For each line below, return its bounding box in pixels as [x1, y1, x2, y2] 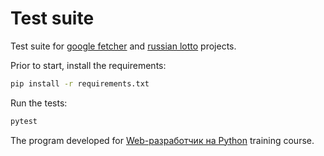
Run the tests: [10, 97, 68, 109]
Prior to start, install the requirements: [10, 59, 167, 71]
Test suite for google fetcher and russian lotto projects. [10, 40, 237, 52]
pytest [10, 116, 38, 126]
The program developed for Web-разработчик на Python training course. [10, 134, 315, 146]
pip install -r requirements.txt [10, 78, 150, 89]
